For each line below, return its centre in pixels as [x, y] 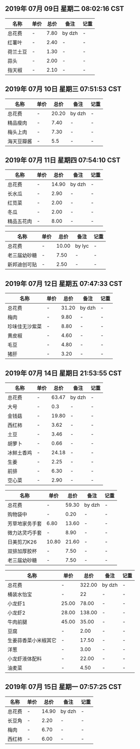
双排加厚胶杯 [22, 551]
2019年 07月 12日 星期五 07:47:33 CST [64, 284]
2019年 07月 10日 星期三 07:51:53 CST [63, 89]
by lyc [82, 246]
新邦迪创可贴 [22, 265]
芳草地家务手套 [25, 524]
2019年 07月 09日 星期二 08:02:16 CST [65, 9]
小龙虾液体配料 [25, 659]
